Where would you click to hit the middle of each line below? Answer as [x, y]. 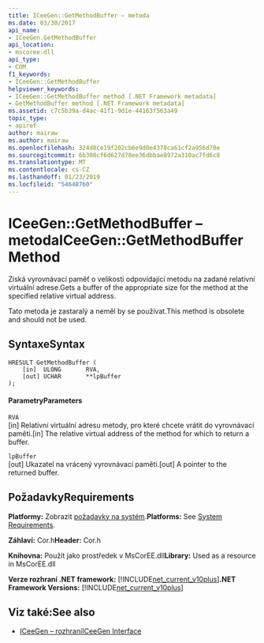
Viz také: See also [52, 612]
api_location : [32, 45]
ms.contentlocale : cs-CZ [49, 170]
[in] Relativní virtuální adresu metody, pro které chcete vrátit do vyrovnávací [131, 425]
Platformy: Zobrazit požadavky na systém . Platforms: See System [115, 516]
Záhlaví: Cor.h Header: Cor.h [54, 540]
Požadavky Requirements [71, 497]
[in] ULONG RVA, [61, 369]
